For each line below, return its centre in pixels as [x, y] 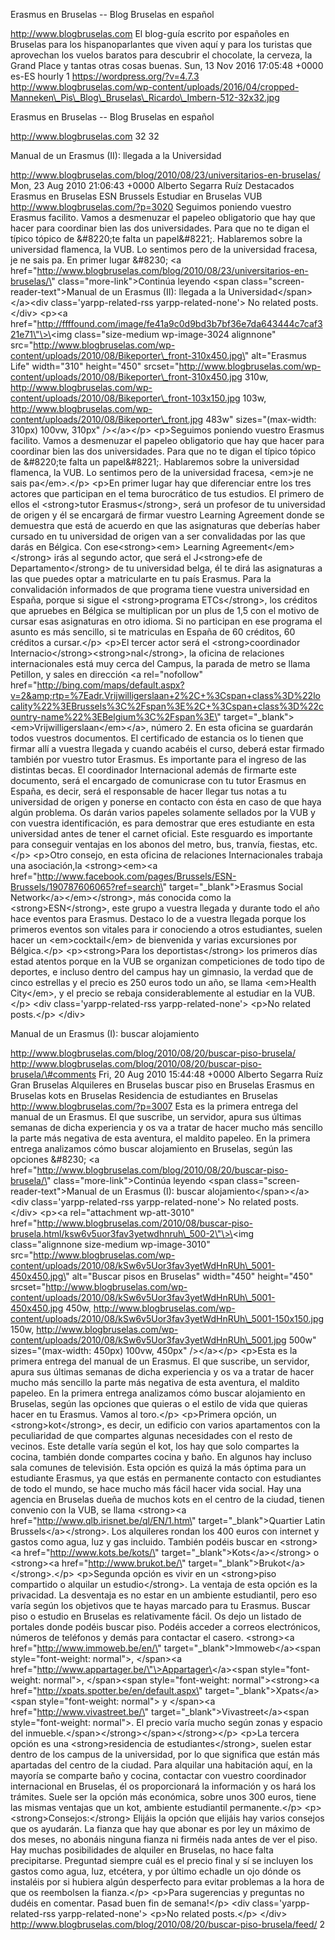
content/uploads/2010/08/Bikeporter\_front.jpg [107, 419]
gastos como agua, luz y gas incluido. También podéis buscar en [144, 1542]
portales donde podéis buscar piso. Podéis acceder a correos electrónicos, [165, 1627]
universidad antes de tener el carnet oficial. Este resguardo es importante [161, 833]
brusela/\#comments [53, 1074]
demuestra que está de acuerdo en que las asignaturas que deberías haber [165, 525]
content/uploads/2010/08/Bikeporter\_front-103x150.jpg [125, 398]
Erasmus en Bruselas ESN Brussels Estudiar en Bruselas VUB [136, 196]
